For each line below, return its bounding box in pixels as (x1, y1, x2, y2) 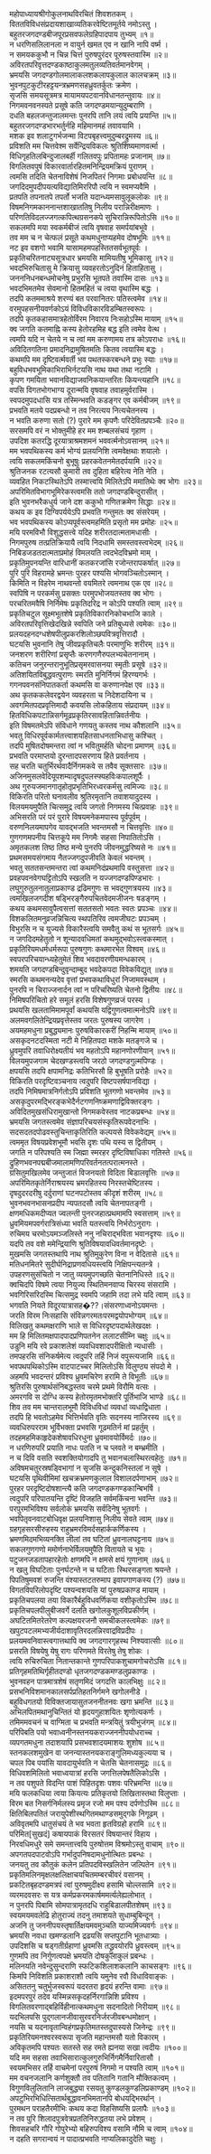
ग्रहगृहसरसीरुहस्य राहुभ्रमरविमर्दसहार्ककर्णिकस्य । (9, 1523, 147, 1534)
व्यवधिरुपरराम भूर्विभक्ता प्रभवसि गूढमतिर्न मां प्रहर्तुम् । (9, 1422, 156, 1432)
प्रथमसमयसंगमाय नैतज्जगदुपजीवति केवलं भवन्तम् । (9, 852, 152, 863)
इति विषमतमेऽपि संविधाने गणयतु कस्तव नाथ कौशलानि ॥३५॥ (9, 720, 181, 731)
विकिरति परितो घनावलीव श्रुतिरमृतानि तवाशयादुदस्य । (9, 791, 160, 801)
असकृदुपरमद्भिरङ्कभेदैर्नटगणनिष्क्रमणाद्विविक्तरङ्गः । (9, 1096, 161, 1107)
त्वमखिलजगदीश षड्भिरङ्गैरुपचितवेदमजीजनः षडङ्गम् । (9, 893, 167, 904)
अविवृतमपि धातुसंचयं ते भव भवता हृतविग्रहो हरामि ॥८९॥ (9, 1819, 167, 1829)
